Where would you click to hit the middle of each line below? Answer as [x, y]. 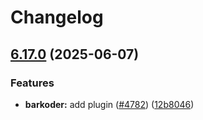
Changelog [57, 17]
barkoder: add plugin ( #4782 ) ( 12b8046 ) [109, 104]
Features [32, 83]
